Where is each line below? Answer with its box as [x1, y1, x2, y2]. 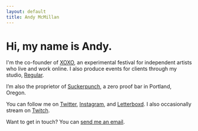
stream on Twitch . [6, 107, 50, 114]
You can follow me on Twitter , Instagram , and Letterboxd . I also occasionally [6, 101, 192, 108]
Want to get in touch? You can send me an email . [6, 119, 125, 126]
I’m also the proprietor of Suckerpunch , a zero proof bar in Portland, [6, 83, 172, 90]
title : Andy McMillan [6, 14, 60, 20]
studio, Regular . [6, 71, 44, 78]
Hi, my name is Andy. [6, 40, 112, 53]
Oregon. [6, 89, 27, 96]
